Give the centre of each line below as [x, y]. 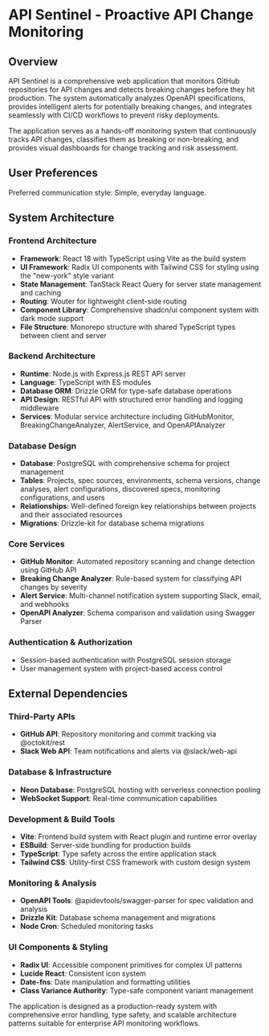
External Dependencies [68, 694]
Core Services [37, 544]
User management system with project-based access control [121, 668]
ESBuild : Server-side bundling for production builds [105, 845]
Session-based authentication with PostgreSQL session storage [125, 660]
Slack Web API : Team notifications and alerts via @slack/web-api [128, 751]
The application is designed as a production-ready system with [113, 1006]
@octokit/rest [43, 743]
